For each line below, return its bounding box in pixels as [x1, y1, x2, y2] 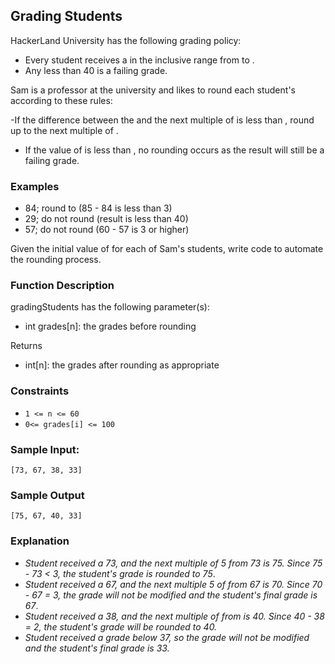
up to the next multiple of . [10, 124, 119, 136]
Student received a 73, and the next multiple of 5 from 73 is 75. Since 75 [24, 557, 323, 569]
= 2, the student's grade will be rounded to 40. [24, 620, 218, 633]
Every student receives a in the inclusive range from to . [24, 54, 255, 66]
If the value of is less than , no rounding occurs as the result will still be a [24, 144, 325, 156]
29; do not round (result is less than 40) [24, 213, 189, 225]
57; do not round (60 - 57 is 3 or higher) [24, 224, 190, 236]
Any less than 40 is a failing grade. [24, 64, 168, 76]
